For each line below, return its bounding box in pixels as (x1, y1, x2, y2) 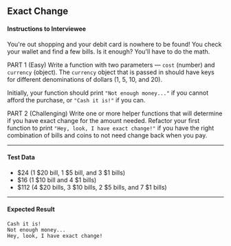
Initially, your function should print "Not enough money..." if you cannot (7, 89, 209, 97)
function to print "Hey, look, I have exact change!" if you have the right (7, 124, 214, 132)
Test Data (7, 153, 36, 161)
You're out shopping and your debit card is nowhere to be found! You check (7, 40, 222, 48)
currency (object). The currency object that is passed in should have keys (7, 68, 214, 76)
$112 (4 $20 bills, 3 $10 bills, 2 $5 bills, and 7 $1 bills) (16, 183, 167, 191)
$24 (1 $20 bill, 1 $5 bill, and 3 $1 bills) (16, 168, 126, 177)
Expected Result (7, 205, 55, 214)
